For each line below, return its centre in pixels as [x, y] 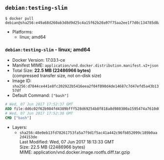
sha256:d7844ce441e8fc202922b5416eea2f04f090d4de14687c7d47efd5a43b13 [85, 87]
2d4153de [28, 137]
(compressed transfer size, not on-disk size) [57, 76]
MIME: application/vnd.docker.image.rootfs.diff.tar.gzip [75, 152]
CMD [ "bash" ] [18, 118]
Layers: [20, 127]
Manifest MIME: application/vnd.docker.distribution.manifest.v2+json [85, 65]
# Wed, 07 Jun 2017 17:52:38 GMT [39, 113]
